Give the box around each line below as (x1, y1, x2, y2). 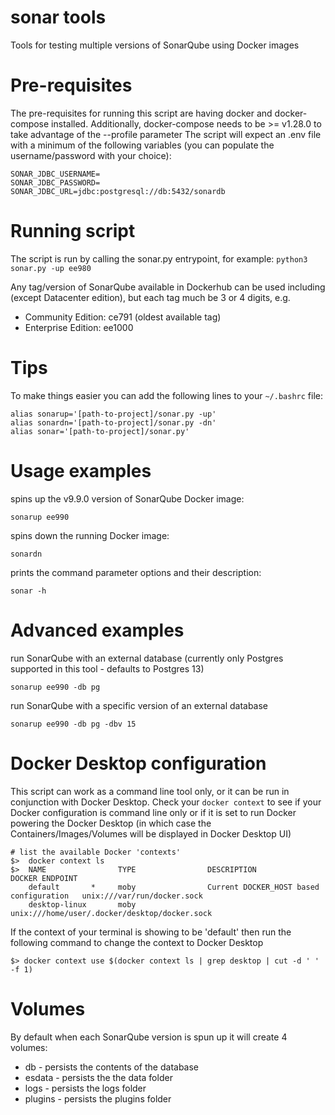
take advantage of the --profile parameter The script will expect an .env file (10, 128, 322, 140)
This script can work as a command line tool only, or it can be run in (10, 785, 290, 797)
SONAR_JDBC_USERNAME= (10, 169, 101, 179)
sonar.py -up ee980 (10, 263, 92, 273)
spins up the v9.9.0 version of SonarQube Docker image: (10, 492, 245, 505)
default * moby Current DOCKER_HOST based (28, 882, 320, 892)
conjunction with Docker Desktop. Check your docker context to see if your (10, 796, 322, 808)
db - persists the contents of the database (24, 1061, 200, 1073)
